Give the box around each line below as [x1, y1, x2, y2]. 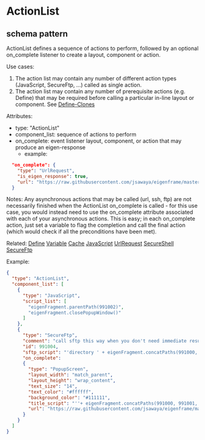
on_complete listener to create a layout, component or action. [6, 51, 160, 59]
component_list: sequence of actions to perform [15, 131, 137, 138]
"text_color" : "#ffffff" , [28, 389, 95, 395]
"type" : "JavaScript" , [22, 293, 81, 299]
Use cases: [6, 63, 35, 70]
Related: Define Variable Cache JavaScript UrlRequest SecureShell [6, 240, 174, 247]
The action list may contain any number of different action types [15, 75, 177, 82]
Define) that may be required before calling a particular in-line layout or [15, 94, 195, 101]
